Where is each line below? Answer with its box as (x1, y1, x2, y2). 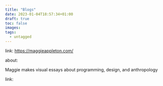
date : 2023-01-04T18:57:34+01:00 (5, 12, 73, 17)
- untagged (9, 35, 32, 40)
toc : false (5, 21, 27, 26)
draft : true (5, 16, 29, 21)
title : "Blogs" (5, 7, 36, 12)
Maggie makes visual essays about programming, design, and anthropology (5, 66, 158, 72)
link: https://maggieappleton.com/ (5, 47, 73, 54)
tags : (5, 30, 16, 35)
